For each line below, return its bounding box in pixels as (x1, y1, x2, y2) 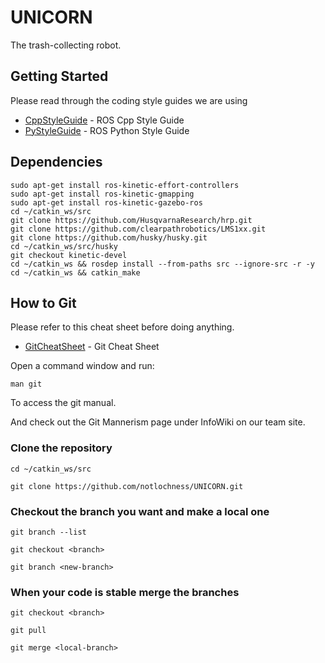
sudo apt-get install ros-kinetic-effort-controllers (10, 180, 240, 190)
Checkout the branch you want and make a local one (10, 504, 270, 518)
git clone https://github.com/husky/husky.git (10, 232, 208, 243)
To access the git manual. (10, 397, 117, 409)
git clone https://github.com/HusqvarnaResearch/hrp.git (10, 215, 253, 225)
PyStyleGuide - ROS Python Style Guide (24, 124, 190, 136)
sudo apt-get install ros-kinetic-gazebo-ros (10, 197, 203, 208)
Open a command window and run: (10, 360, 155, 372)
